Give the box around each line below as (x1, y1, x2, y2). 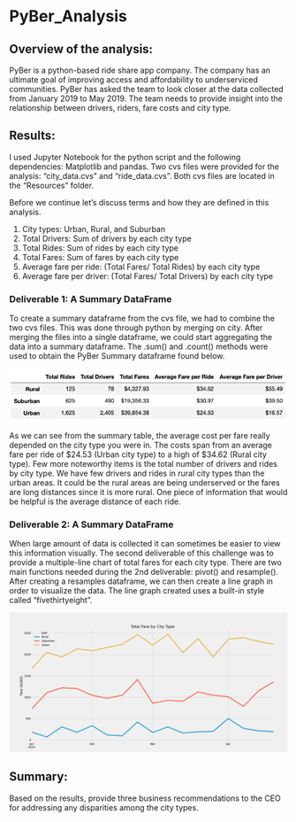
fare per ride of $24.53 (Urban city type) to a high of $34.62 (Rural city (9, 449, 268, 460)
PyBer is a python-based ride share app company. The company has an (9, 65, 271, 75)
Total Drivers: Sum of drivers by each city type (21, 233, 192, 244)
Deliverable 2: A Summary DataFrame (9, 518, 174, 531)
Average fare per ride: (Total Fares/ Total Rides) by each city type (21, 261, 261, 272)
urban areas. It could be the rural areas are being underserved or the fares (9, 477, 280, 488)
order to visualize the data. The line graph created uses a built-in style (9, 585, 265, 596)
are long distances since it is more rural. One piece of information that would (9, 486, 288, 497)
